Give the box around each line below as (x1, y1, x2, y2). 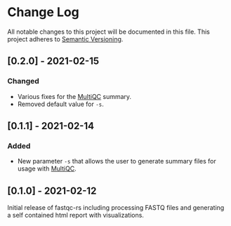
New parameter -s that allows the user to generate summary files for (17, 157, 216, 166)
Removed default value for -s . (17, 100, 104, 108)
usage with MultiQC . (17, 164, 77, 173)
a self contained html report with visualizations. (7, 211, 144, 220)
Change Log (7, 4, 79, 20)
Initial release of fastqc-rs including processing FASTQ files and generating (7, 204, 225, 212)
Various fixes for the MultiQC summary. (17, 92, 132, 100)
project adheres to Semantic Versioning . (7, 34, 124, 43)
